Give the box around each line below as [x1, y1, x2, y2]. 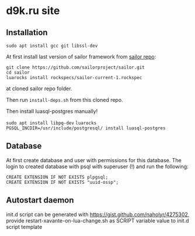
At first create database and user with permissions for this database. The [6, 156, 182, 163]
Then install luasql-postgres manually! [6, 108, 98, 115]
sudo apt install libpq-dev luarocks [6, 120, 97, 126]
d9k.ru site [6, 4, 60, 18]
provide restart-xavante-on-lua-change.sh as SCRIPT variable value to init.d [6, 217, 189, 224]
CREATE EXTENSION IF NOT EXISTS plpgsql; [6, 174, 109, 180]
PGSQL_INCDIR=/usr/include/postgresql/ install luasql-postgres [6, 125, 166, 131]
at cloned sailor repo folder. [6, 85, 72, 92]
